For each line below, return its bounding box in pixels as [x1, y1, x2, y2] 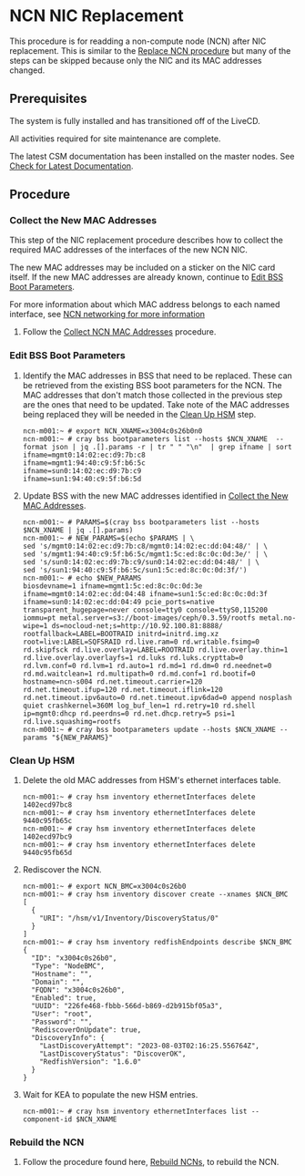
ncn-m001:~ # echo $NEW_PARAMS [22, 573, 142, 583]
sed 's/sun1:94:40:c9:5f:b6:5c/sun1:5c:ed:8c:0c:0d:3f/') [22, 565, 248, 574]
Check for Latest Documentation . [9, 160, 134, 171]
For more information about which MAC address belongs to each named [9, 299, 280, 310]
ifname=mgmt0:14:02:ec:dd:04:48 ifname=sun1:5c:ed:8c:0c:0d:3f [22, 589, 269, 598]
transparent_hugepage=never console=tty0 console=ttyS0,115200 [22, 605, 269, 614]
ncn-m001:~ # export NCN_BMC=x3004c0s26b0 [22, 882, 187, 892]
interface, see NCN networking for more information [9, 309, 206, 320]
